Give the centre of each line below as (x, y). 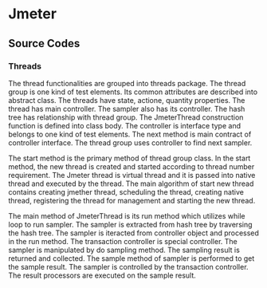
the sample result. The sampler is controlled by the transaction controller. (128, 266)
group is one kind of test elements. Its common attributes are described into (133, 92)
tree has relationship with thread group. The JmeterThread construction (126, 117)
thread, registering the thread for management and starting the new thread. (132, 200)
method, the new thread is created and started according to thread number (132, 166)
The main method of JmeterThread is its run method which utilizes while (127, 215)
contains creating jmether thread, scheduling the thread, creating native (126, 191)
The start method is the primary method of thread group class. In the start (130, 158)
